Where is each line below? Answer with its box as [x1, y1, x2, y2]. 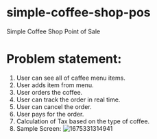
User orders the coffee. [16, 88, 83, 96]
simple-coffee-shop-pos [6, 5, 151, 20]
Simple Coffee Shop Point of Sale [6, 27, 101, 35]
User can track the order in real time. [16, 95, 121, 104]
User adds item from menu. [16, 80, 94, 89]
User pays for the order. [16, 110, 84, 118]
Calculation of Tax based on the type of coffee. [16, 117, 150, 125]
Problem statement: [6, 51, 122, 67]
